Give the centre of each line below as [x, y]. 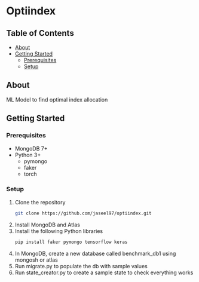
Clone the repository [40, 202]
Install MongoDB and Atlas [48, 225]
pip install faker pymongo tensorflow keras [71, 242]
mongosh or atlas [36, 260]
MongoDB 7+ [31, 148]
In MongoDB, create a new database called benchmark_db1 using [95, 253]
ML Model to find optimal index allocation [57, 99]
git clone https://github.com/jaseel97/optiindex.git [83, 213]
